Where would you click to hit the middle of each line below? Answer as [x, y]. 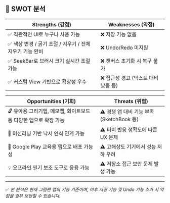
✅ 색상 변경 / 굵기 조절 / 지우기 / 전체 [49, 43]
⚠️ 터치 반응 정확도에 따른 [129, 129]
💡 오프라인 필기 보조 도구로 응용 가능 [49, 167]
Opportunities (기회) [51, 101]
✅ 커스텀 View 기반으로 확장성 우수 [47, 81]
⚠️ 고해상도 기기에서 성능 [128, 146]
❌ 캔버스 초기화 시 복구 [126, 61]
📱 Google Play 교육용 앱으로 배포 [45, 146]
